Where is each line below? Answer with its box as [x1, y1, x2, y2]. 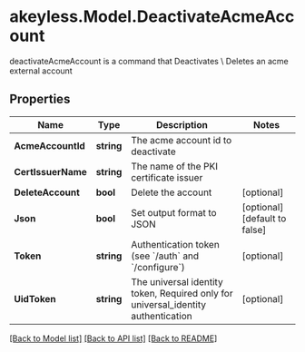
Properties [9, 92, 71, 107]
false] [241, 223, 267, 236]
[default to [241, 211, 287, 224]
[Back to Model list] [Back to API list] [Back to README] [9, 333, 218, 344]
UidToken [14, 292, 56, 305]
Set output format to [131, 206, 217, 219]
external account [9, 65, 73, 76]
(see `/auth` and [131, 249, 200, 262]
